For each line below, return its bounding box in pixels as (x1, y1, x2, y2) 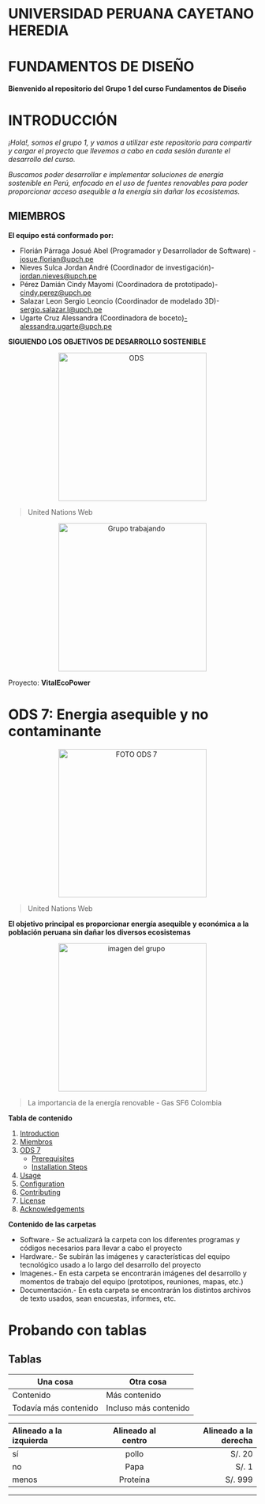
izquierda (12, 1434, 49, 1445)
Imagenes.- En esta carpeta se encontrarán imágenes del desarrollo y (19, 1268, 247, 1278)
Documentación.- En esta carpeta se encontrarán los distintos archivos (19, 1285, 251, 1294)
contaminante (8, 723, 102, 740)
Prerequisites (31, 1154, 75, 1163)
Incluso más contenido (106, 1402, 191, 1413)
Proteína (118, 1474, 151, 1485)
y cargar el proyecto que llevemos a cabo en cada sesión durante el (8, 146, 231, 156)
